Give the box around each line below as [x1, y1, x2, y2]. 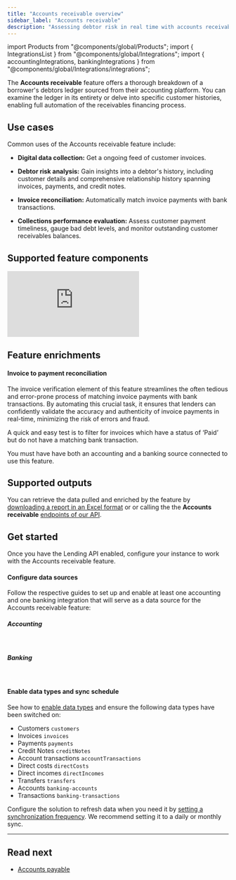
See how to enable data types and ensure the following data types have [7, 703, 215, 711]
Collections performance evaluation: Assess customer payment [17, 217, 206, 225]
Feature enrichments [7, 349, 101, 362]
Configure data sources [7, 573, 79, 582]
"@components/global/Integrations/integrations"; [7, 65, 150, 74]
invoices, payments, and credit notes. [17, 182, 126, 190]
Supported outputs [7, 477, 93, 489]
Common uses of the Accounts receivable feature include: [7, 140, 176, 148]
